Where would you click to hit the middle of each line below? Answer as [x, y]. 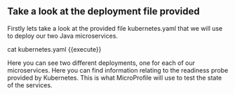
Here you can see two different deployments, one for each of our [101, 63]
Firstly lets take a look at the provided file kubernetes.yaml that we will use [115, 28]
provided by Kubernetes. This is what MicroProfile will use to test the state [115, 78]
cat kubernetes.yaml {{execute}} [54, 49]
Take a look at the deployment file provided [103, 12]
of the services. [30, 85]
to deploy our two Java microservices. [62, 36]
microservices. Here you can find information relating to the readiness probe [118, 70]
